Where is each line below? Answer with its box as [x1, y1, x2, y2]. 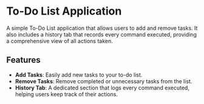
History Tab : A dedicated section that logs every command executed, [15, 84, 190, 91]
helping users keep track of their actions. [15, 90, 118, 98]
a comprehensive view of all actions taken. [6, 37, 114, 44]
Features [6, 55, 41, 65]
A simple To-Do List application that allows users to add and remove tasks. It [6, 24, 198, 32]
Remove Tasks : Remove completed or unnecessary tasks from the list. [15, 77, 192, 85]
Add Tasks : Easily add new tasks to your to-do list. [15, 71, 143, 78]
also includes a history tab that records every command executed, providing [6, 30, 197, 38]
